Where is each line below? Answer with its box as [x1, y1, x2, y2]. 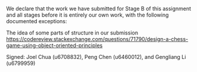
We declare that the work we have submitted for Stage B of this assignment [6, 5, 192, 12]
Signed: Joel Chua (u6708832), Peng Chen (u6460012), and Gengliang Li [6, 54, 186, 60]
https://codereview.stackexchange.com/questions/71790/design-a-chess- [6, 36, 189, 42]
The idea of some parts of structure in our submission [6, 29, 139, 36]
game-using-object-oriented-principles [6, 42, 103, 49]
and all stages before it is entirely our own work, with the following [6, 11, 169, 18]
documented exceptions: [6, 18, 67, 24]
